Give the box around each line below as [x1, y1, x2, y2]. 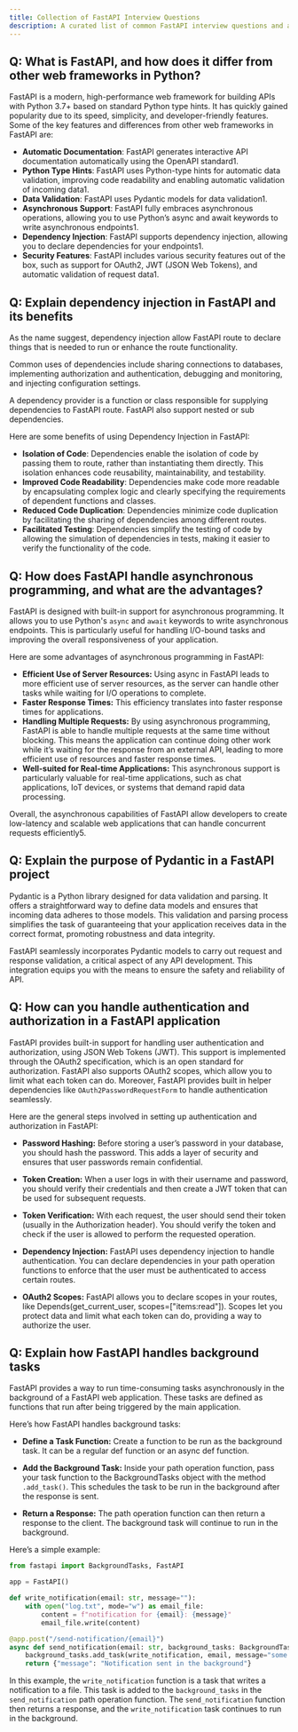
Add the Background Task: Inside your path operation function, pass [21, 1463, 275, 1474]
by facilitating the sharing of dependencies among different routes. [21, 514, 267, 525]
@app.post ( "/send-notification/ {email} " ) [9, 1634, 165, 1643]
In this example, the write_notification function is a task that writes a [9, 1675, 266, 1686]
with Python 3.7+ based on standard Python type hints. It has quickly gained [9, 101, 288, 112]
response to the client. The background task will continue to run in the [21, 1518, 278, 1529]
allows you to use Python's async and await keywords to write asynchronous [9, 615, 289, 626]
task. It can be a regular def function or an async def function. [21, 1445, 250, 1457]
